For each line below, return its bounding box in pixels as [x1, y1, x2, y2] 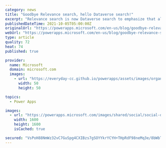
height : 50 [18, 85, 41, 90]
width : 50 [18, 81, 39, 86]
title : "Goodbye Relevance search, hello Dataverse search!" [5, 12, 134, 17]
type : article [5, 35, 35, 40]
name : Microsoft [9, 63, 43, 68]
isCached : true [14, 127, 45, 132]
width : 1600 [14, 117, 39, 122]
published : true [5, 49, 39, 54]
